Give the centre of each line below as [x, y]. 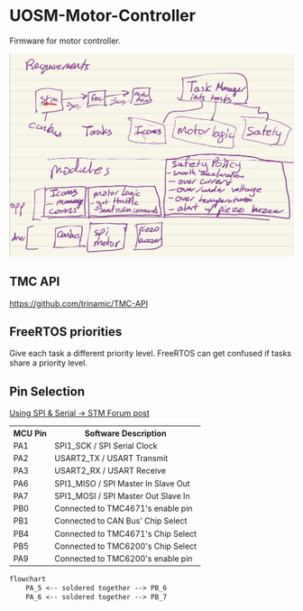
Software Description [125, 433]
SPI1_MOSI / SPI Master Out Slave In [123, 495]
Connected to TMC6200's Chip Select [125, 546]
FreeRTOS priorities [66, 332]
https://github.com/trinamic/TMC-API [79, 303]
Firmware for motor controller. [65, 41]
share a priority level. [49, 363]
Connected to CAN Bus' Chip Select [121, 521]
